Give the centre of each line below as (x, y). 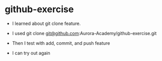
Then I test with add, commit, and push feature (61, 43)
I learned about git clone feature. (46, 23)
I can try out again (31, 53)
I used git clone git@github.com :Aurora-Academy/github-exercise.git (84, 33)
